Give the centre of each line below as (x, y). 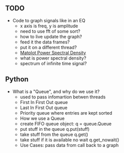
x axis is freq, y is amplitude (49, 26)
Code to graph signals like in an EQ (49, 20)
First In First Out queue (44, 102)
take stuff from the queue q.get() (54, 134)
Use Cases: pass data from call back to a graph (69, 145)
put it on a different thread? (48, 47)
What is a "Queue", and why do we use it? (56, 91)
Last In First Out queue (44, 108)
